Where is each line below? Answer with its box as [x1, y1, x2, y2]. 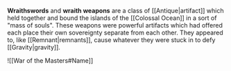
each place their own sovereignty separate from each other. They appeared [7, 28, 223, 37]
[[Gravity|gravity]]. [7, 43, 61, 51]
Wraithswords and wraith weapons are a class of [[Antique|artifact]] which [7, 7, 224, 14]
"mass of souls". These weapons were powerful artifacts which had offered [7, 21, 223, 29]
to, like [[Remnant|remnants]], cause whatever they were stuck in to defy [7, 36, 216, 44]
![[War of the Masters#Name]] [7, 57, 94, 65]
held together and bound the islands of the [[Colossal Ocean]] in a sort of [7, 14, 217, 22]
